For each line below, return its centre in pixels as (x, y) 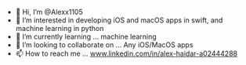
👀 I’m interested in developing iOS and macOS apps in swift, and (119, 20)
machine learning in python (60, 28)
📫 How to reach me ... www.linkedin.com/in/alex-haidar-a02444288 (126, 53)
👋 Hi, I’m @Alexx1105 (49, 12)
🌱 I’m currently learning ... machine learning (86, 36)
